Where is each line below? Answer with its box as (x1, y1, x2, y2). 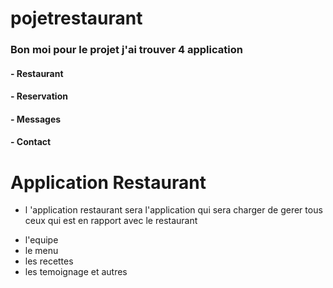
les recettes (24, 255, 74, 267)
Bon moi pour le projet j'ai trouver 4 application (10, 43, 243, 57)
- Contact (10, 136, 52, 148)
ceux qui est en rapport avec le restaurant (24, 215, 198, 227)
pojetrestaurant (10, 7, 143, 30)
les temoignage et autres (24, 266, 128, 278)
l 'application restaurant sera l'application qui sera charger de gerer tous (24, 204, 323, 216)
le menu (24, 245, 59, 257)
